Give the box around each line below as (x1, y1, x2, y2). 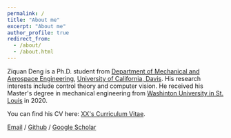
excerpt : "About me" (7, 23, 67, 30)
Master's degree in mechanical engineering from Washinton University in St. (7, 89, 224, 97)
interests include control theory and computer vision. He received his (7, 82, 203, 90)
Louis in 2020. (7, 96, 48, 104)
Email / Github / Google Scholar (7, 123, 97, 131)
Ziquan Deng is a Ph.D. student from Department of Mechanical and (7, 67, 200, 76)
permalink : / (7, 10, 45, 17)
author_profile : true (7, 29, 70, 36)
